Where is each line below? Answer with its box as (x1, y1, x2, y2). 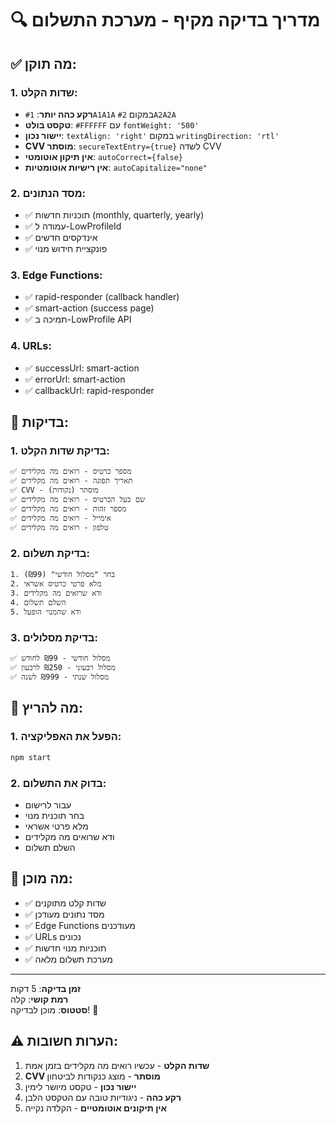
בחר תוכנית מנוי (24, 809, 85, 821)
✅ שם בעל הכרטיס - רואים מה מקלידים (10, 495, 146, 505)
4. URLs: (10, 339, 52, 353)
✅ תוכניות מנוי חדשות (24, 942, 107, 954)
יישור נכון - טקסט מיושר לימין (24, 1080, 137, 1092)
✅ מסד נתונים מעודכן (24, 908, 105, 920)
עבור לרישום (24, 798, 72, 811)
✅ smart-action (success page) (24, 302, 155, 314)
